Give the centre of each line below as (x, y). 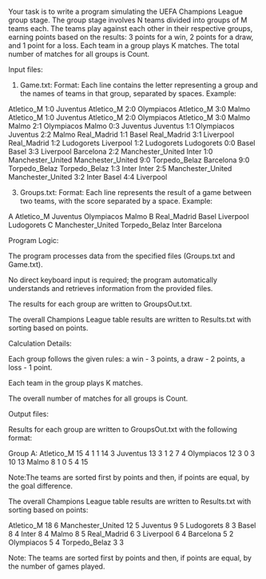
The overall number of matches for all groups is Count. (98, 398)
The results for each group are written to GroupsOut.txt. (100, 304)
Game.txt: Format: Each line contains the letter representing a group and (139, 85)
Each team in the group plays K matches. (76, 383)
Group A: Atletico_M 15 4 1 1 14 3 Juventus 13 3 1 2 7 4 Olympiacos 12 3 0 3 (132, 453)
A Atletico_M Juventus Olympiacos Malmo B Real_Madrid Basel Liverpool (129, 216)
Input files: (26, 70)
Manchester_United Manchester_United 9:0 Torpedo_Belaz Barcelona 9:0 (129, 160)
